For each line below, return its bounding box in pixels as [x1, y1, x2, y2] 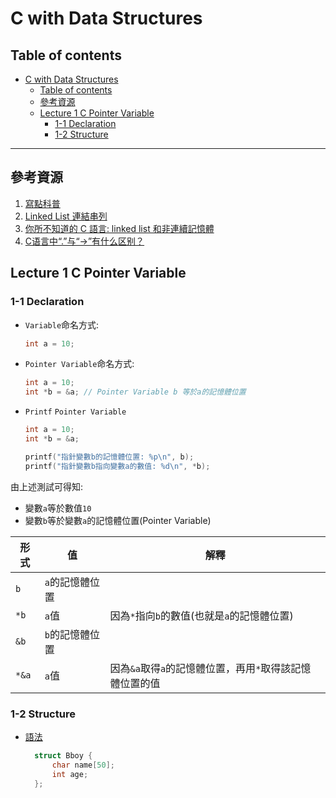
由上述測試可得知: [10, 480, 84, 492]
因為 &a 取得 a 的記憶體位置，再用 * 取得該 [109, 661, 292, 675]
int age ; [51, 769, 89, 779]
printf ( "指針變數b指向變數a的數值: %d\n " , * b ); [24, 461, 211, 471]
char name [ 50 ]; [51, 760, 116, 770]
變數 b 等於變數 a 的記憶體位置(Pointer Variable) [24, 514, 212, 526]
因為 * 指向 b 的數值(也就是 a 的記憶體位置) [109, 608, 294, 622]
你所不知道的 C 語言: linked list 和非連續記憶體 [24, 222, 215, 234]
